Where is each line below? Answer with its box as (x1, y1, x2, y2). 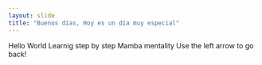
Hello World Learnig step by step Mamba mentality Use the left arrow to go (8, 40, 254, 50)
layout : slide (8, 11, 56, 20)
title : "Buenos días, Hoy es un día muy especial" (8, 19, 180, 27)
